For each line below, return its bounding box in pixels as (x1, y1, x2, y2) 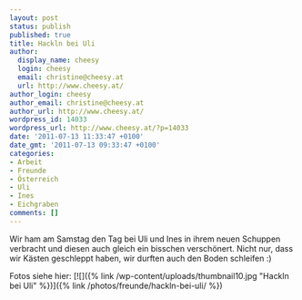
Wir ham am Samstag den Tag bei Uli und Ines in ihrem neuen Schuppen (9, 233, 281, 244)
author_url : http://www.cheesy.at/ (9, 107, 145, 116)
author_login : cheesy (9, 89, 92, 98)
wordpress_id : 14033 (9, 115, 88, 124)
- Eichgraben (9, 200, 59, 210)
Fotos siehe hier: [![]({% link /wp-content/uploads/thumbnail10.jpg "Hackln (9, 270, 289, 281)
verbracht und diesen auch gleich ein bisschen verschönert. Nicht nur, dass (9, 243, 294, 253)
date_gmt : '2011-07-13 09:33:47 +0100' (9, 140, 161, 150)
